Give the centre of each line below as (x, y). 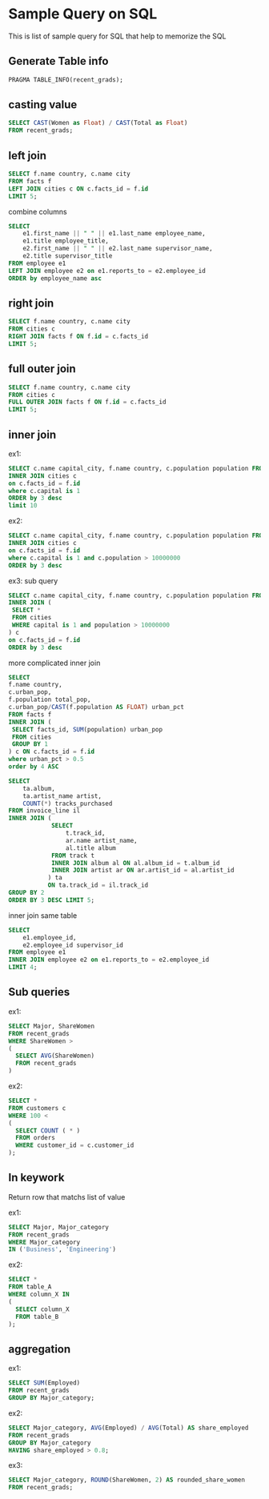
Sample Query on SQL (83, 14)
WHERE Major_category (44, 1242)
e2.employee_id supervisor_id (73, 945)
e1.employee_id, (50, 937)
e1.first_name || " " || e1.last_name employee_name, (114, 234)
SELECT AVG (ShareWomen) (55, 1056)
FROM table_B (37, 1317)
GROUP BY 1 (30, 744)
